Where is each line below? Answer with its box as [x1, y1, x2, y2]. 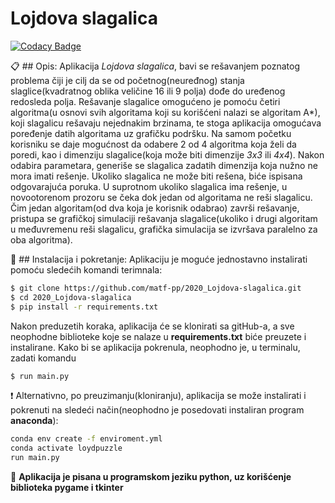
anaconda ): [10, 415, 59, 427]
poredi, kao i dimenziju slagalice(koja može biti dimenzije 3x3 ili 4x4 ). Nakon [10, 148, 325, 161]
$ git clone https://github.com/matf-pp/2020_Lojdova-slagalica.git [10, 283, 302, 293]
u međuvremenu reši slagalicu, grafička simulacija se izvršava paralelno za [10, 223, 318, 235]
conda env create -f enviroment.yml [10, 434, 163, 444]
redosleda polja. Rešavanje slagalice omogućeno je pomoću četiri [10, 95, 281, 107]
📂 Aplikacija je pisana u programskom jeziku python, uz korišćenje [10, 471, 292, 483]
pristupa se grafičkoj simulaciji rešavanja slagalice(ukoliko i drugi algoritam [10, 212, 318, 224]
